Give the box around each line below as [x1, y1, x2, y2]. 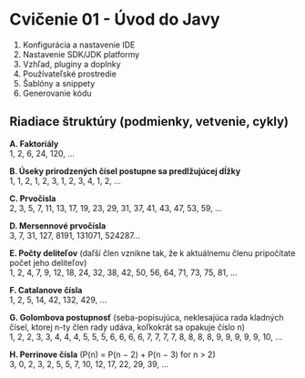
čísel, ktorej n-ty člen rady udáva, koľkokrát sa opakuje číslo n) [9, 322, 246, 332]
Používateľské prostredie [22, 68, 117, 79]
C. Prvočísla [9, 192, 56, 204]
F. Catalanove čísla [9, 284, 83, 295]
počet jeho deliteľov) [9, 257, 87, 268]
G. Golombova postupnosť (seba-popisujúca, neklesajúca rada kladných [9, 312, 284, 322]
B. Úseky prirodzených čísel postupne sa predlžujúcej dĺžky [9, 165, 241, 177]
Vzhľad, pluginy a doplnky [22, 58, 121, 69]
